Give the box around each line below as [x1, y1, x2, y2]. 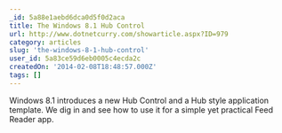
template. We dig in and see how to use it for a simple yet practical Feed [9, 104, 274, 115]
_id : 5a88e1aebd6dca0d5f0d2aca [9, 12, 125, 22]
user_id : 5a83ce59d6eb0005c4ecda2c [9, 54, 141, 63]
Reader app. [9, 113, 54, 124]
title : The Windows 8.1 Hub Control [9, 21, 145, 30]
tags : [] [9, 71, 42, 80]
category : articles [9, 37, 82, 47]
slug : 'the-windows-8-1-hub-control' [9, 46, 149, 55]
